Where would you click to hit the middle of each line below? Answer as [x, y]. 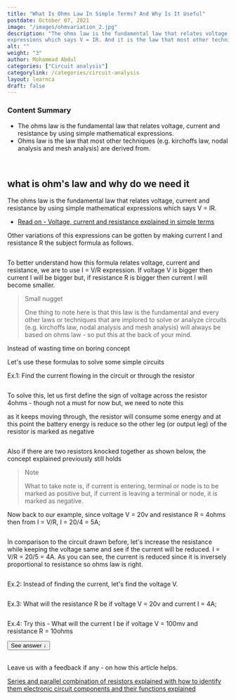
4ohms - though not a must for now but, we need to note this [96, 403]
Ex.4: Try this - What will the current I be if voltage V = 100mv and [103, 624]
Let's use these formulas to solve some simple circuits [86, 362]
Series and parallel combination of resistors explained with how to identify [114, 681]
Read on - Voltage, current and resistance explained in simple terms [116, 222]
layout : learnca [31, 79]
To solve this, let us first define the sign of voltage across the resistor [107, 395]
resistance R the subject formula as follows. [71, 243]
